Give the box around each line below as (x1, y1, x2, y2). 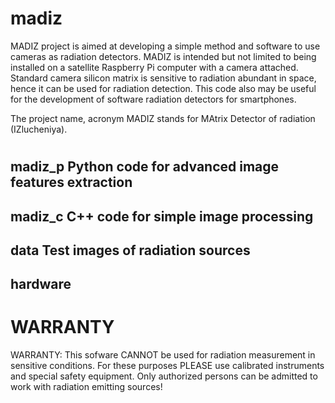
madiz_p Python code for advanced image (10, 158, 280, 176)
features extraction (10, 174, 133, 191)
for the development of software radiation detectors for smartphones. (10, 93, 297, 105)
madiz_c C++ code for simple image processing (10, 208, 314, 225)
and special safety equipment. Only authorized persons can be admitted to (10, 370, 318, 382)
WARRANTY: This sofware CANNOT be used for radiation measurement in (10, 349, 316, 361)
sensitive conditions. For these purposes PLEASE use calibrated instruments (10, 360, 325, 372)
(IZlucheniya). (10, 123, 68, 135)
